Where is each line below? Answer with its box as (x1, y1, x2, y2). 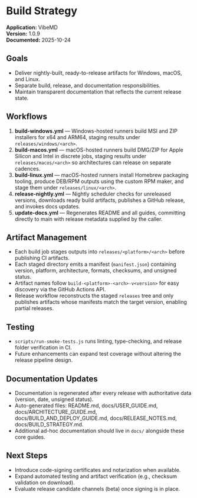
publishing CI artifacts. (14, 255, 70, 262)
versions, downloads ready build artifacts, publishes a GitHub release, (14, 197, 185, 204)
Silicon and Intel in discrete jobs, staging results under (14, 152, 147, 159)
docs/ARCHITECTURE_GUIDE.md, (14, 409, 97, 415)
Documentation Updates (6, 374, 98, 384)
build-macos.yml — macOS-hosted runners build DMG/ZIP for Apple (14, 146, 184, 153)
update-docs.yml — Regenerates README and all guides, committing (14, 209, 186, 216)
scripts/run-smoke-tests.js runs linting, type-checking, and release (14, 338, 182, 345)
